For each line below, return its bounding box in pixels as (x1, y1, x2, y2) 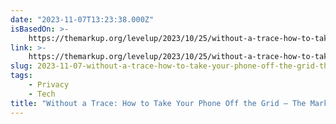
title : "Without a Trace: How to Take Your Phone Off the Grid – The (10, 98, 307, 108)
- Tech (28, 89, 56, 99)
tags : (10, 71, 33, 81)
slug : (10, 61, 33, 71)
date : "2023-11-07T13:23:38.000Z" (10, 14, 155, 25)
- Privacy (28, 80, 70, 90)
